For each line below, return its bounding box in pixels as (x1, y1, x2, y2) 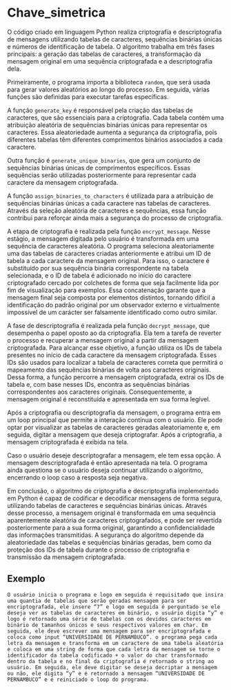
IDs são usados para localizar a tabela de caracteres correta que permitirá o (7, 358, 223, 366)
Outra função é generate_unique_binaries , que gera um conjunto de (7, 156, 201, 164)
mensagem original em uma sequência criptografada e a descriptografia (7, 57, 212, 65)
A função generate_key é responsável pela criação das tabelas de (7, 106, 193, 114)
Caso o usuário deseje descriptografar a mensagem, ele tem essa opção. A (7, 451, 221, 460)
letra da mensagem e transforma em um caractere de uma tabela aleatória (7, 639, 224, 646)
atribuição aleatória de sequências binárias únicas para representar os (7, 120, 208, 129)
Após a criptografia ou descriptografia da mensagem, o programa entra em (7, 408, 221, 417)
